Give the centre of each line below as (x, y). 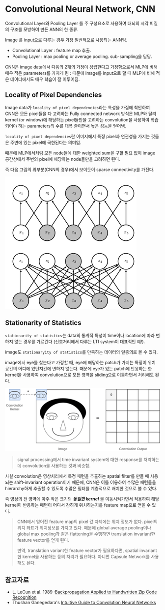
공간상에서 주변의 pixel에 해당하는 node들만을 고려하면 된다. (63, 159)
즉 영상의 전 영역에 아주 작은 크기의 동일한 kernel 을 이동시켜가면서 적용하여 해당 (82, 499)
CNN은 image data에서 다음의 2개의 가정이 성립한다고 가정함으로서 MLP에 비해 (82, 67)
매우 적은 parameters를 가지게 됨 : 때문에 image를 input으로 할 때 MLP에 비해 (80, 73)
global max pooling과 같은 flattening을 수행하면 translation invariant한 (86, 534)
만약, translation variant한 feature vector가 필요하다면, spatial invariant (87, 551)
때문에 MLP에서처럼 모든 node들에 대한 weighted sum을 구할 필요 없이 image (80, 153)
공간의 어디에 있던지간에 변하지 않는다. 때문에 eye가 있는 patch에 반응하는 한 (79, 368)
